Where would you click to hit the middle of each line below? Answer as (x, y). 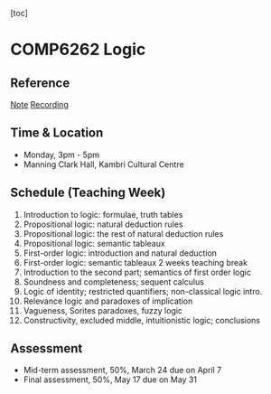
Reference (40, 83)
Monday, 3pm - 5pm (61, 155)
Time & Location (57, 133)
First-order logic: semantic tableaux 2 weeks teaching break (135, 262)
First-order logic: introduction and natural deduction (120, 253)
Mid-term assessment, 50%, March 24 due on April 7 (122, 371)
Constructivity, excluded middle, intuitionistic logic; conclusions (142, 320)
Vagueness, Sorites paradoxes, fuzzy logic (103, 310)
